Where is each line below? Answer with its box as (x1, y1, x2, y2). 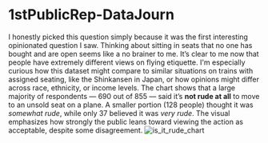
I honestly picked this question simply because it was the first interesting (8, 32, 248, 42)
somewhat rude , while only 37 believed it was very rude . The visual (8, 108, 230, 117)
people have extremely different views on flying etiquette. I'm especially (8, 58, 246, 67)
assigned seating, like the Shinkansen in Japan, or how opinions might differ (8, 74, 260, 84)
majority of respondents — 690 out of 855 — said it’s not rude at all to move (8, 91, 260, 101)
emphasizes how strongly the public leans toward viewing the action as (8, 117, 244, 126)
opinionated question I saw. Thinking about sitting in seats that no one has (8, 40, 253, 50)
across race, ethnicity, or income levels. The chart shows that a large (8, 82, 236, 93)
